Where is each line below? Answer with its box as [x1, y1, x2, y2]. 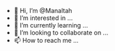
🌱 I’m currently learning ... [13, 21, 89, 29]
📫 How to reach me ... [13, 37, 79, 44]
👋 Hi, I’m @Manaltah [13, 7, 72, 14]
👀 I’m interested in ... [13, 14, 73, 22]
